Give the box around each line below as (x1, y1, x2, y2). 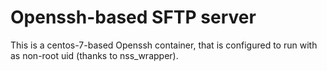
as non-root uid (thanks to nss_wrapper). (10, 49, 179, 61)
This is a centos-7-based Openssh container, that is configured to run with (10, 39, 318, 51)
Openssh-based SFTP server (10, 6, 257, 29)
